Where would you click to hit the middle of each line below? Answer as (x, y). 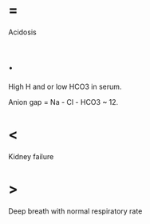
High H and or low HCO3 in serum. (65, 86)
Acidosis (23, 32)
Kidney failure (31, 156)
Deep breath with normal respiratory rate (75, 211)
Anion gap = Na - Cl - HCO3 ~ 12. (63, 102)
